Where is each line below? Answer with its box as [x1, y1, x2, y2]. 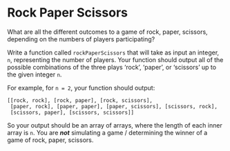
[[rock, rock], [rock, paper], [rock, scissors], [7, 97, 153, 104]
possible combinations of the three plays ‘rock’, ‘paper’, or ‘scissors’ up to [7, 63, 216, 71]
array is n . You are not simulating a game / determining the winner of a [7, 128, 208, 137]
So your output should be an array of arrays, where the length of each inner [7, 121, 222, 129]
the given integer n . [7, 70, 62, 79]
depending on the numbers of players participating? [7, 34, 155, 43]
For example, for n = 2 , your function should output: [7, 83, 155, 92]
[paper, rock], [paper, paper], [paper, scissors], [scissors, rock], [10, 103, 218, 110]
